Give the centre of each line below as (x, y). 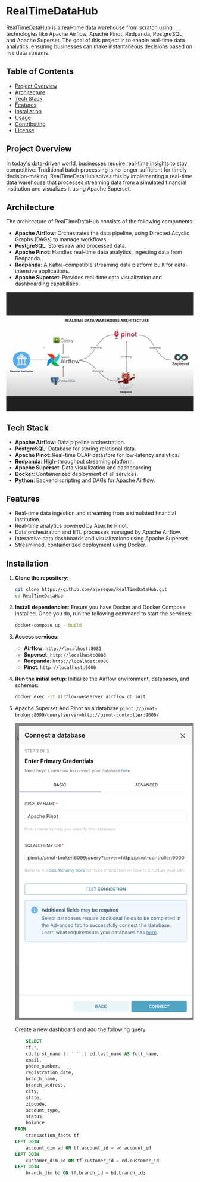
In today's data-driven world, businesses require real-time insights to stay (97, 163)
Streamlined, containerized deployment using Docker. (81, 545)
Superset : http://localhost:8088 (65, 654)
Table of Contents (40, 72)
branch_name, (42, 1079)
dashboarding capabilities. (47, 284)
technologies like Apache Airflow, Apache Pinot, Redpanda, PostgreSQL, (95, 33)
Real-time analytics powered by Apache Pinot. (71, 526)
